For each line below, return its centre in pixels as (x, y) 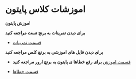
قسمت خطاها (25, 71)
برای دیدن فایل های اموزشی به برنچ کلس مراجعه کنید (54, 52)
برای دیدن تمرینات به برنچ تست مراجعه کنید (45, 32)
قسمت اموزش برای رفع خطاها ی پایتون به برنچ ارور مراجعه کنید (72, 61)
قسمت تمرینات (27, 42)
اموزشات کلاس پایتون (45, 9)
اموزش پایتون (18, 23)
